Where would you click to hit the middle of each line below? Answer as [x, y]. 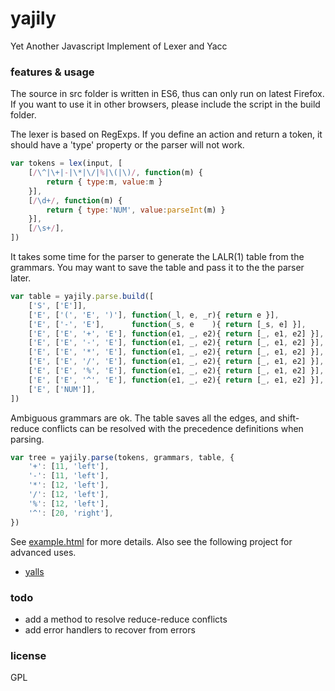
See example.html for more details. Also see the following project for [151, 541]
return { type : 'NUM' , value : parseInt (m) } [136, 210]
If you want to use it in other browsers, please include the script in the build [165, 104]
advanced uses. [43, 552]
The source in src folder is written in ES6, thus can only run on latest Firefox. [167, 94]
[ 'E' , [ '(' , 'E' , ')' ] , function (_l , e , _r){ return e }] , [154, 315]
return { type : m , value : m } [104, 182]
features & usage [52, 72]
